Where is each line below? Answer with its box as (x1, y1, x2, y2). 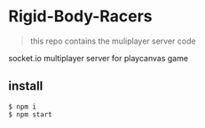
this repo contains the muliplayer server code (29, 36, 196, 46)
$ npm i (8, 102, 37, 111)
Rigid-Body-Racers (8, 6, 153, 27)
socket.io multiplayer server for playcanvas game (8, 52, 188, 63)
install (8, 78, 43, 94)
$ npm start (8, 109, 52, 119)
